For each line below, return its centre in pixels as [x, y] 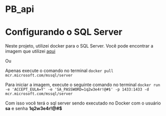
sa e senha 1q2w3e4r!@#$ [34, 108]
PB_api [20, 9]
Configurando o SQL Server [64, 32]
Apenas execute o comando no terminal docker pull [59, 70]
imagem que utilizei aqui [30, 51]
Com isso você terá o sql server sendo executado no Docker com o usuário [83, 103]
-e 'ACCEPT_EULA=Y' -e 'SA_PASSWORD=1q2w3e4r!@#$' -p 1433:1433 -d [77, 89]
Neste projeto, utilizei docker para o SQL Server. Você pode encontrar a [79, 46]
